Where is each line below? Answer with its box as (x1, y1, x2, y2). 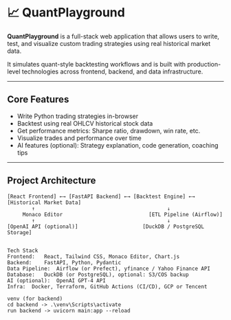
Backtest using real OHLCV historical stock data (16, 119, 153, 127)
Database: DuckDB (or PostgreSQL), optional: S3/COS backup (7, 271, 189, 278)
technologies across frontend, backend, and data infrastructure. (21, 67, 203, 76)
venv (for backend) (7, 295, 63, 302)
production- (187, 60, 221, 68)
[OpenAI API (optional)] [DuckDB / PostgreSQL (7, 223, 205, 230)
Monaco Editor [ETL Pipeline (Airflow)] (22, 211, 223, 218)
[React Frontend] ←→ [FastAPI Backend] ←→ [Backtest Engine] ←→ (7, 193, 195, 200)
